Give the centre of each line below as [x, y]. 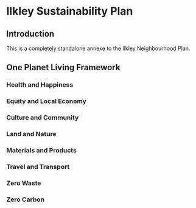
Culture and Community [43, 118]
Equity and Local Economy [46, 101]
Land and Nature [31, 134]
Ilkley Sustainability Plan [70, 11]
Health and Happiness [40, 85]
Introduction [30, 34]
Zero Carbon [25, 199]
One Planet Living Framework [63, 67]
